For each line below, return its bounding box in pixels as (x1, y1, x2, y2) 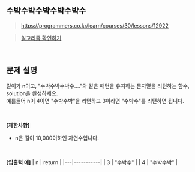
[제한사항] (6, 122, 30, 129)
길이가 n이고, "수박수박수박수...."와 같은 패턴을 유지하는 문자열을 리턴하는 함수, (6, 82, 190, 89)
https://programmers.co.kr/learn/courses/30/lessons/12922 (20, 22, 169, 29)
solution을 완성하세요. (6, 89, 58, 97)
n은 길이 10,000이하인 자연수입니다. (14, 134, 99, 141)
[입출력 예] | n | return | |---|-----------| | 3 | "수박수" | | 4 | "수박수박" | (6, 158, 178, 166)
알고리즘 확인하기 (20, 34, 62, 41)
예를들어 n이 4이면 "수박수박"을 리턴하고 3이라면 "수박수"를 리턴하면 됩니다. (6, 97, 184, 104)
